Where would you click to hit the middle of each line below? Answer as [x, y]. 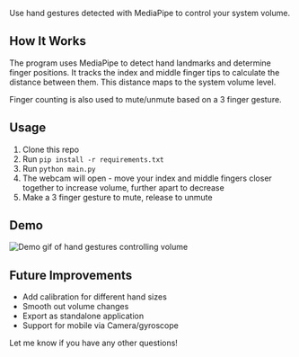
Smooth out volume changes [75, 307]
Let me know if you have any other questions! [93, 343]
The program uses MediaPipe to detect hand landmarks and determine [140, 63]
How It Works [48, 41]
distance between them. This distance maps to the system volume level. [143, 82]
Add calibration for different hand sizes [95, 297]
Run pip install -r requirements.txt [93, 159]
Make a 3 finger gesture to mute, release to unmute [117, 197]
